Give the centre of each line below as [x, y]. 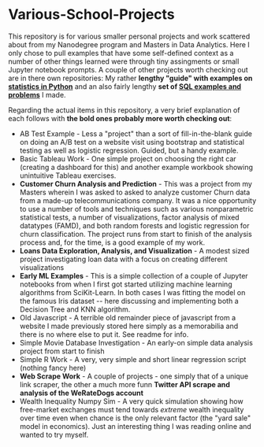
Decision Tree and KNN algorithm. [75, 309]
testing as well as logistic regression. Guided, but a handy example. [129, 150]
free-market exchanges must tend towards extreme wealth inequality [132, 409]
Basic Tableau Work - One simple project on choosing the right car [128, 158]
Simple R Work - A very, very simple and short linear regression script [133, 359]
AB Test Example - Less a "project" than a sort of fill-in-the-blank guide [136, 133]
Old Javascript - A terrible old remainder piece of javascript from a [128, 317]
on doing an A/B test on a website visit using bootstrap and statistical [132, 142]
